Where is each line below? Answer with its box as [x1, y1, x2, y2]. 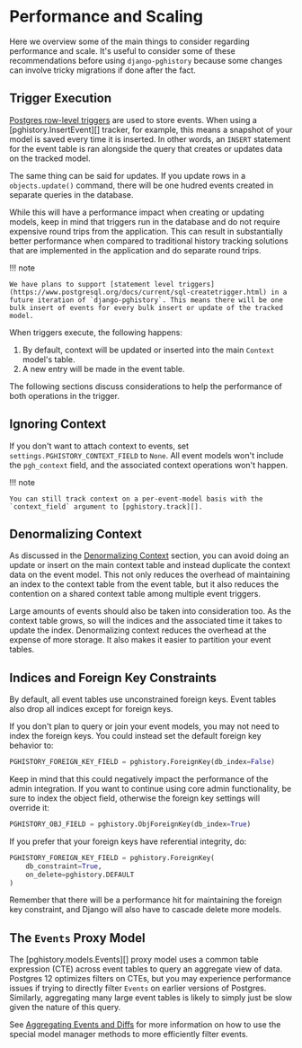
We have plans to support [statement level [9, 280, 175, 289]
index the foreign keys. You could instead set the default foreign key [9, 731, 262, 742]
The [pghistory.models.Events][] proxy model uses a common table [9, 955, 259, 965]
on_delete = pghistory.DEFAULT [25, 870, 135, 879]
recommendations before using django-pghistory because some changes [9, 55, 283, 66]
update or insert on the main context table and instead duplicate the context [9, 560, 290, 571]
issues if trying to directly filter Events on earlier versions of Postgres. [9, 982, 267, 994]
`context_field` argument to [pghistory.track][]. [9, 502, 203, 511]
